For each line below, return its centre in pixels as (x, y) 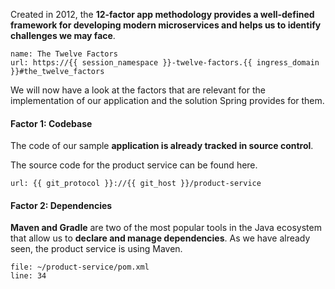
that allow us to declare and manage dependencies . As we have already (160, 238)
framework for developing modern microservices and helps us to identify (166, 25)
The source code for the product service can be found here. (134, 165)
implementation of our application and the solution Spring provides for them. (167, 100)
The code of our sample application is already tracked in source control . (162, 146)
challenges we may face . (63, 35)
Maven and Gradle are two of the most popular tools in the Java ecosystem (166, 228)
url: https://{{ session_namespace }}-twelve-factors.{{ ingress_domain (165, 63)
